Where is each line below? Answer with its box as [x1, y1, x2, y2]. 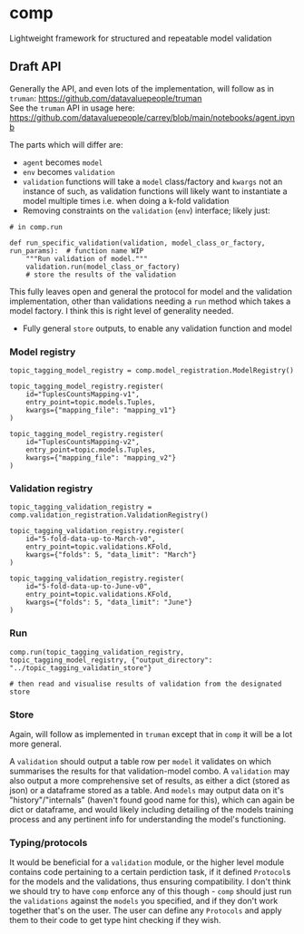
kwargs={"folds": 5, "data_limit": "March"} [25, 550, 197, 559]
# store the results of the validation [25, 270, 177, 279]
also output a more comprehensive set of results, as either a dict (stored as [9, 774, 290, 786]
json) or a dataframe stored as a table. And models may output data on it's [9, 784, 284, 795]
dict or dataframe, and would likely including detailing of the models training [9, 803, 294, 814]
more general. [9, 738, 62, 749]
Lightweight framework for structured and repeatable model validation [9, 33, 272, 44]
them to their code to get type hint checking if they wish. [9, 915, 221, 926]
